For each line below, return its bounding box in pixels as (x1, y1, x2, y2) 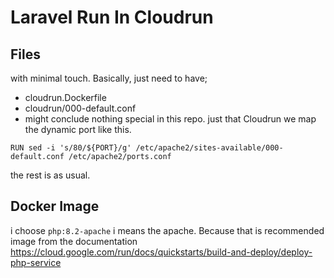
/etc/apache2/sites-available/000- (135, 143, 284, 153)
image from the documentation (10, 235, 138, 247)
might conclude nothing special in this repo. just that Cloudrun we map (24, 113, 317, 125)
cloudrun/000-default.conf (24, 102, 137, 114)
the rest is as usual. (10, 169, 91, 181)
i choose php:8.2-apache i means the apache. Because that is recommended (10, 224, 325, 236)
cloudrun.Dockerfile (24, 92, 107, 103)
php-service (10, 256, 62, 268)
